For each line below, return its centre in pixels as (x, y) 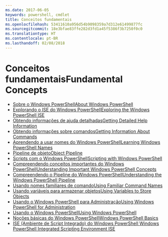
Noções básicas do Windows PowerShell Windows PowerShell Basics (85, 218)
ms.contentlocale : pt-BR (32, 39)
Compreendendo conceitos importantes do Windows (68, 164)
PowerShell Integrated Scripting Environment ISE (64, 229)
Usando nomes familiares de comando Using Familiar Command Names (88, 185)
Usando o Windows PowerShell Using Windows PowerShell (75, 213)
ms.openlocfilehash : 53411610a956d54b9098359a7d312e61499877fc (74, 24)
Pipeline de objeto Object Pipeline (47, 153)
